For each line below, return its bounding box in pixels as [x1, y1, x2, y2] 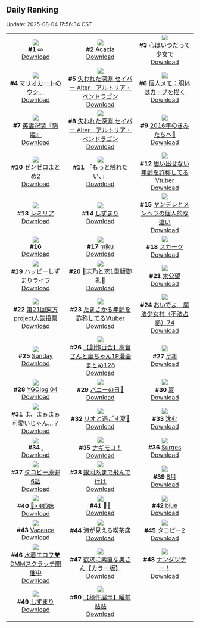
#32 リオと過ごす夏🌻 [70, 414, 130, 423]
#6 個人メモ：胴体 [139, 79, 190, 87]
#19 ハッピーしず [11, 267, 61, 276]
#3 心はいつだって [139, 41, 190, 49]
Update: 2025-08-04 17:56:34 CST [6, 20, 92, 27]
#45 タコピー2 [144, 526, 186, 535]
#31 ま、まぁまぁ [11, 410, 61, 418]
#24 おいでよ [140, 301, 177, 309]
